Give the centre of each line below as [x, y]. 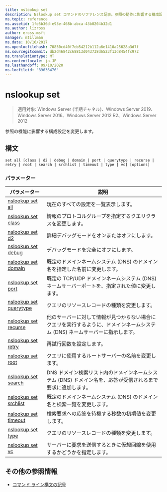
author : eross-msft [25, 33]
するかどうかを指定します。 [79, 453]
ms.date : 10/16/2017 [27, 42]
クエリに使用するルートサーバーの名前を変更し [101, 356]
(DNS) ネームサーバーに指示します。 [95, 332]
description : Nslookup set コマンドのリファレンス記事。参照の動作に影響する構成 [82, 14]
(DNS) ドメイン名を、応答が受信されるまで [108, 380]
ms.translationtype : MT [30, 56]
